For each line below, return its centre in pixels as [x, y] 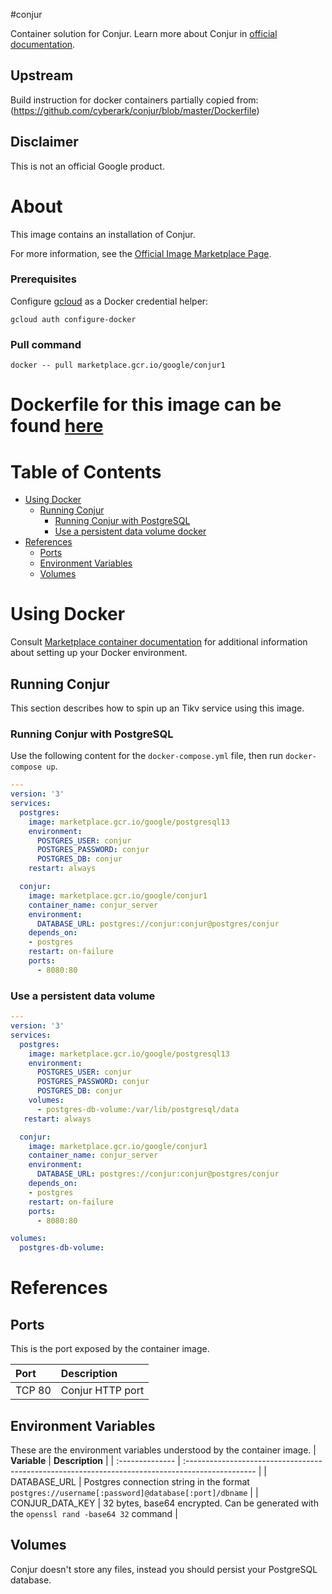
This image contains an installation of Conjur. [103, 234]
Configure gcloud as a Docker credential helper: [109, 301]
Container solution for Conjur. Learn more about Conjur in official [144, 33]
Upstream [42, 75]
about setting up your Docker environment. [99, 653]
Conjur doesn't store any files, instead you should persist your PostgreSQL [164, 1569]
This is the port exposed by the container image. [110, 1349]
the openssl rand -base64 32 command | [94, 1513]
